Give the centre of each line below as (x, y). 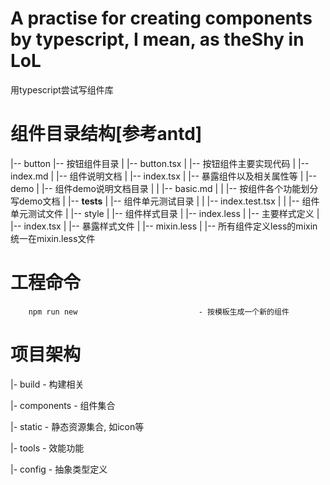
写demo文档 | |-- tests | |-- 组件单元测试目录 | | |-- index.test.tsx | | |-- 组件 (165, 201)
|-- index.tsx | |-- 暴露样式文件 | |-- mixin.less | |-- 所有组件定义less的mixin (164, 226)
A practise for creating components (161, 18)
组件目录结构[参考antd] (106, 134)
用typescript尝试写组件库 (62, 89)
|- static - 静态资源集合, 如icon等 (77, 426)
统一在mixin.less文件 (53, 238)
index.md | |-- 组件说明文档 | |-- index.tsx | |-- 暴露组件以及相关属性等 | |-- (163, 176)
